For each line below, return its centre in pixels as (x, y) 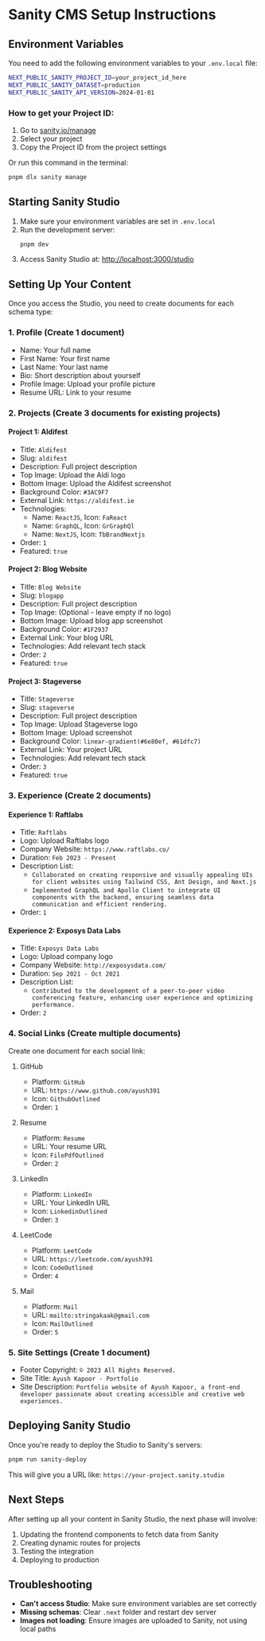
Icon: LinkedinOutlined (69, 1210)
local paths (38, 1629)
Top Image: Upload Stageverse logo (78, 724)
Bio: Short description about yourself (80, 375)
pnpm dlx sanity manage (48, 177)
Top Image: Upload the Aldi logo (72, 474)
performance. (53, 1005)
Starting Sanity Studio (64, 202)
